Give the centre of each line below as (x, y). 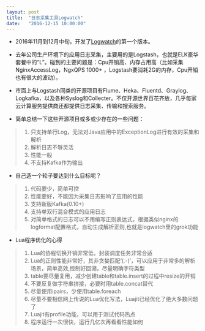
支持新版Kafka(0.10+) (57, 204)
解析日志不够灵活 (52, 147)
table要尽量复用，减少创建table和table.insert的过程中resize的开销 (113, 276)
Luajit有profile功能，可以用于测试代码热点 (83, 314)
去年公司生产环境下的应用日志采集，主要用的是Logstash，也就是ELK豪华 (107, 55)
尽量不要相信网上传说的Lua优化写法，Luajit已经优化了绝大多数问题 (114, 299)
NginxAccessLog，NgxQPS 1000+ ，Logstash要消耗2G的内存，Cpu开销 (106, 70)
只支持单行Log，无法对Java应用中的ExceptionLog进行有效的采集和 (115, 132)
